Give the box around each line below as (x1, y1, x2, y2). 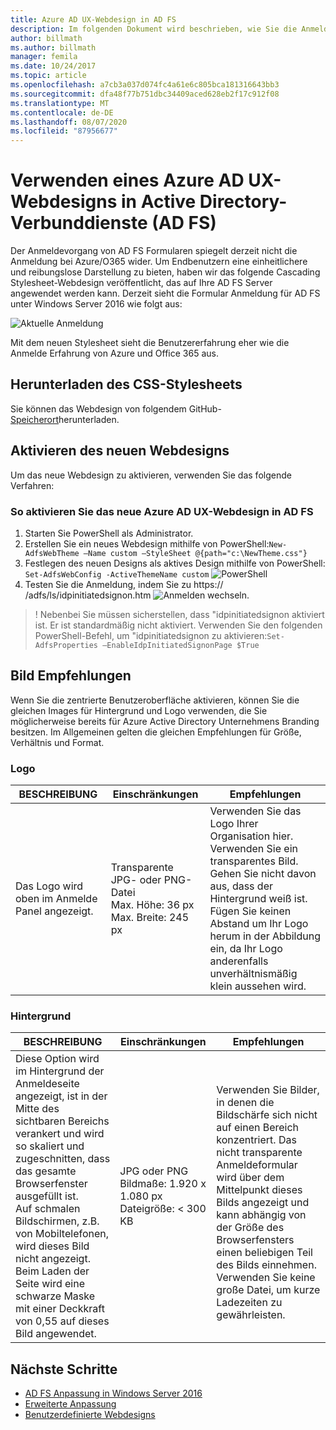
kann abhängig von (216, 1208, 307, 1222)
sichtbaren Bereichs (15, 1114, 110, 1128)
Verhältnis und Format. (10, 736, 105, 748)
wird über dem (216, 1171, 285, 1185)
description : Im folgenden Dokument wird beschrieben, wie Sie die (10, 24, 298, 34)
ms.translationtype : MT (10, 98, 110, 108)
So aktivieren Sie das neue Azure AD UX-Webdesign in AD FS (10, 504, 314, 518)
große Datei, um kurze (216, 1283, 321, 1297)
